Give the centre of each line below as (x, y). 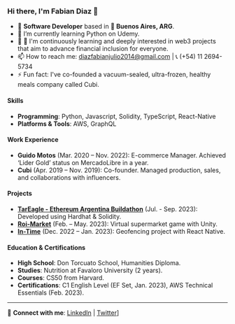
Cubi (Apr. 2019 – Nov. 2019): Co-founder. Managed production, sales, (119, 170)
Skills (15, 100)
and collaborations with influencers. (69, 177)
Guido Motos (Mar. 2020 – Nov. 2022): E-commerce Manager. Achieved (121, 155)
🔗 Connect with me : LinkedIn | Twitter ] (63, 313)
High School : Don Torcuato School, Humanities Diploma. (99, 263)
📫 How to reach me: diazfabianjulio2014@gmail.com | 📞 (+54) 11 (110, 57)
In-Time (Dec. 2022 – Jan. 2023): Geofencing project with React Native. (121, 231)
